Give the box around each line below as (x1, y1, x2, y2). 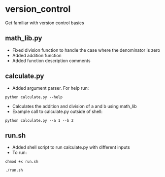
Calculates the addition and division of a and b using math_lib (12, 103, 137, 109)
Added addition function (12, 52, 62, 58)
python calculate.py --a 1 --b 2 (5, 118, 74, 123)
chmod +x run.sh (5, 159, 38, 164)
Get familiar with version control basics (5, 20, 85, 26)
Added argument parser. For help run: (12, 85, 89, 91)
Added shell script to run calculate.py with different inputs (12, 144, 130, 150)
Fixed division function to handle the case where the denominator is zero (12, 47, 161, 53)
